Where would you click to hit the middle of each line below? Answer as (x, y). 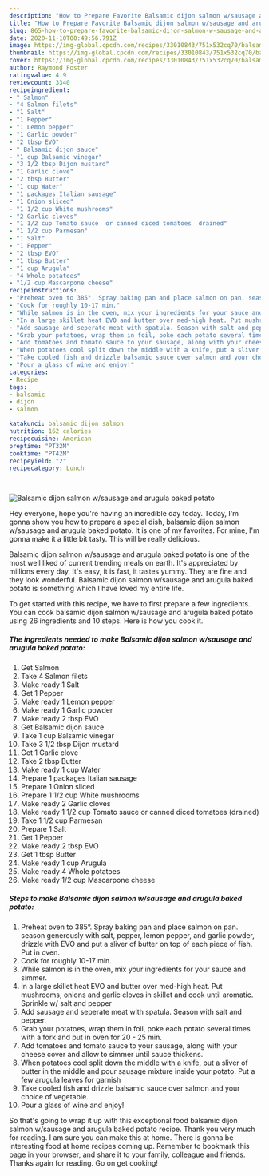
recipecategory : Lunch (47, 468)
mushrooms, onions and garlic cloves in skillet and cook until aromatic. (137, 995)
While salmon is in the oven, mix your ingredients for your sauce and (133, 969)
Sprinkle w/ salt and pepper (66, 1003)
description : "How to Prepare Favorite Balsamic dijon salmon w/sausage (133, 16)
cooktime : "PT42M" (40, 453)
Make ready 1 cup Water (60, 770)
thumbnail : (27, 53)
